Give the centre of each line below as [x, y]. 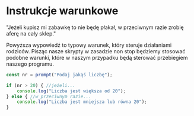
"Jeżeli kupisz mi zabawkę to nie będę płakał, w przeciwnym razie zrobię [95, 27]
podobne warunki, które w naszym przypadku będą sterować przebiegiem [97, 57]
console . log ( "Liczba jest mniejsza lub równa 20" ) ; [82, 102]
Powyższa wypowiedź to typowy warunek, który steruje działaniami [89, 45]
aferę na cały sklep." [31, 33]
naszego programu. [30, 64]
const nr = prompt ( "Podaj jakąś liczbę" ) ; [59, 75]
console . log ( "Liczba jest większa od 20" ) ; [71, 91]
